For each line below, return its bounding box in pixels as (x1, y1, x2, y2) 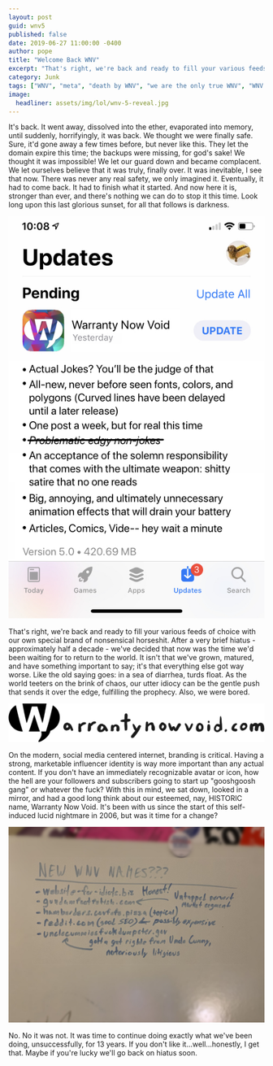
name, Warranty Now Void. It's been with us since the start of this (8, 802, 228, 812)
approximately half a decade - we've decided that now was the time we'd (8, 643, 254, 654)
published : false (8, 30, 67, 38)
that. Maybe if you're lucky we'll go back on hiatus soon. (8, 1048, 197, 1058)
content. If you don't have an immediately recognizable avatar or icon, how (8, 768, 259, 777)
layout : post (8, 13, 53, 21)
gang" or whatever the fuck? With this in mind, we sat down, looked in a (8, 785, 249, 794)
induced (8, 811, 37, 820)
